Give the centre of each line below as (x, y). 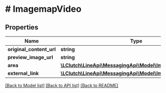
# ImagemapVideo (43, 9)
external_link (23, 73)
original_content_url (32, 49)
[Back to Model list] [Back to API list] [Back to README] (62, 85)
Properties (22, 27)
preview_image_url (30, 57)
